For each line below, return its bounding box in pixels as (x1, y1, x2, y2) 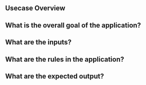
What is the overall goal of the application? (5, 21, 141, 29)
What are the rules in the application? (5, 55, 124, 63)
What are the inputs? (5, 38, 71, 46)
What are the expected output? (5, 72, 104, 80)
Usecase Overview (5, 4, 65, 12)
